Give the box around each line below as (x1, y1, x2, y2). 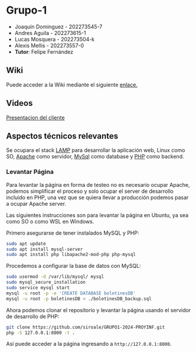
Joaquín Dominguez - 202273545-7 (14, 23, 103, 30)
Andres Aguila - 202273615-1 (14, 29, 86, 36)
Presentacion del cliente (6, 114, 65, 121)
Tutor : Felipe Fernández (14, 48, 74, 55)
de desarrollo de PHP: (6, 313, 60, 320)
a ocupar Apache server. (6, 200, 67, 207)
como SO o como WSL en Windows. (6, 218, 94, 225)
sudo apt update (6, 241, 46, 247)
